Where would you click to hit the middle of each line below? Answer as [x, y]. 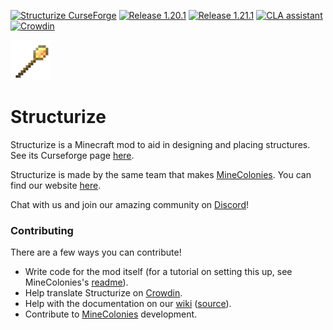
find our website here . [56, 185]
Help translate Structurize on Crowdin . [103, 293]
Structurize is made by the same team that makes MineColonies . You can [161, 174]
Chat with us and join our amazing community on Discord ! [129, 204]
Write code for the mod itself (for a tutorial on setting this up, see [158, 272]
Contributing [42, 230]
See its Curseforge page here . [72, 155]
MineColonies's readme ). [76, 282]
